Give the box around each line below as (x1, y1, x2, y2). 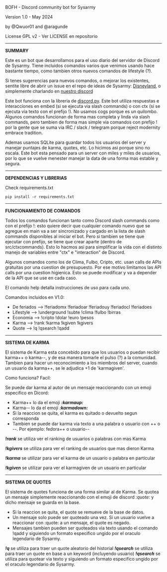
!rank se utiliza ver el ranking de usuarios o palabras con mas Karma (5, 436, 146, 442)
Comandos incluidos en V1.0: (5, 294, 65, 300)
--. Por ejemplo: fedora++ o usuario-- (12, 426, 90, 432)
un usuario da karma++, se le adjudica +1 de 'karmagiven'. (5, 365, 125, 371)
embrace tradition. (5, 130, 43, 135)
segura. (5, 161, 21, 166)
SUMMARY (5, 47, 29, 53)
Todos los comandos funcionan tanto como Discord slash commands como (5, 217, 160, 223)
